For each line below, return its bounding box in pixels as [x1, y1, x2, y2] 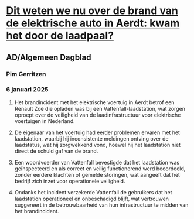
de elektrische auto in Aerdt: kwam [6, 16, 180, 30]
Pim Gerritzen [6, 70, 46, 78]
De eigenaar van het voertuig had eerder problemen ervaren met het [14, 129, 181, 136]
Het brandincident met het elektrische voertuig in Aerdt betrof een [14, 98, 175, 106]
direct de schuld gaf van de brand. [14, 148, 98, 155]
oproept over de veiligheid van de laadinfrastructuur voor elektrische [14, 111, 181, 118]
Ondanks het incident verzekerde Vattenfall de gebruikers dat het [14, 189, 172, 196]
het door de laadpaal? [6, 29, 114, 42]
